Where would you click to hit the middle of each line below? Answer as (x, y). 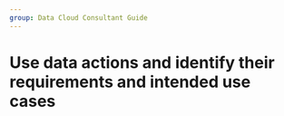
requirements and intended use (130, 82)
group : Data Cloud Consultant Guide (78, 18)
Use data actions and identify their (142, 62)
